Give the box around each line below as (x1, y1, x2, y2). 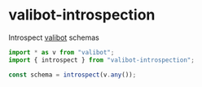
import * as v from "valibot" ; (8, 48, 115, 56)
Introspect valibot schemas (8, 33, 99, 42)
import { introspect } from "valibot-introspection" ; (8, 55, 195, 64)
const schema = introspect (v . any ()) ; (8, 71, 137, 79)
